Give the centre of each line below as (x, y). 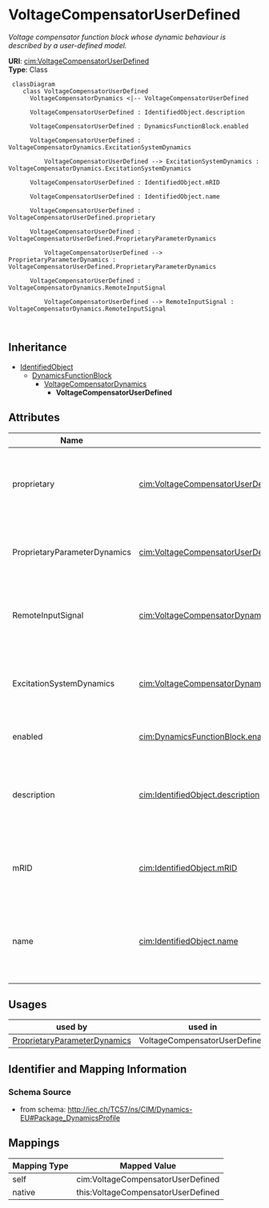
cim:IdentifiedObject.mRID (188, 868)
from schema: (43, 1109)
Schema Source (40, 1092)
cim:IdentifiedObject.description (199, 794)
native (24, 1192)
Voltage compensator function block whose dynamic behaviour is (117, 37)
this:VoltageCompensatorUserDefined (148, 1192)
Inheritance (38, 348)
